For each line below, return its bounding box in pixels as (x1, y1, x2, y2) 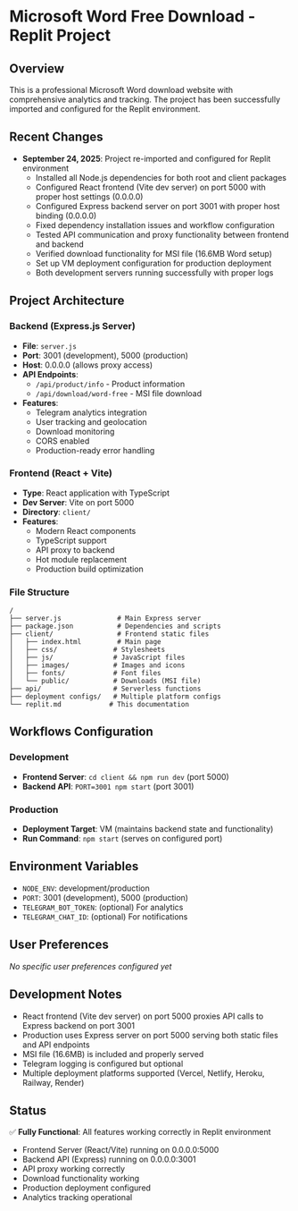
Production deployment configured (21, 1182, 152, 1193)
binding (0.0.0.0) (35, 210, 97, 221)
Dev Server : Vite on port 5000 (21, 496, 135, 507)
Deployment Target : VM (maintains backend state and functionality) (21, 824, 274, 834)
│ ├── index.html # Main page (9, 638, 162, 647)
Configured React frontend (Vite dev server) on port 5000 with (35, 182, 266, 192)
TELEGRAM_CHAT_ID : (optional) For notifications (21, 910, 188, 922)
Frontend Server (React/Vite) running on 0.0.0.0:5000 (21, 1145, 219, 1156)
